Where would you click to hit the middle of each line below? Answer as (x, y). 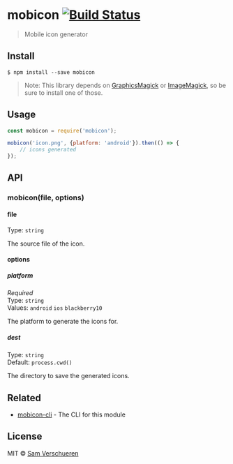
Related (24, 398)
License (25, 436)
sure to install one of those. (63, 92)
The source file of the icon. (46, 244)
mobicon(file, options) (46, 197)
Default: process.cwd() (40, 362)
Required (20, 293)
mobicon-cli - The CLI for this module (71, 414)
